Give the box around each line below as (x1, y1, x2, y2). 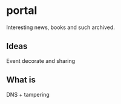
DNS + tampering (6, 91, 50, 98)
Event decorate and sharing (6, 57, 76, 64)
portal (6, 4, 38, 18)
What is (6, 75, 36, 85)
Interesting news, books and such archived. (6, 24, 115, 31)
